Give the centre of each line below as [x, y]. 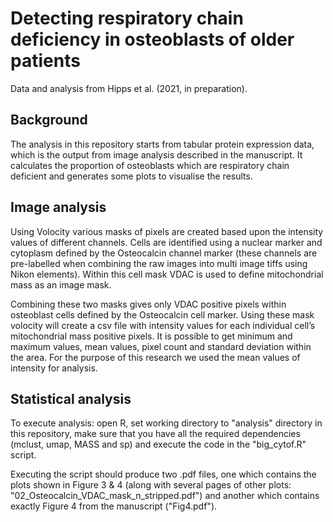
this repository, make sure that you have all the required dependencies [155, 434]
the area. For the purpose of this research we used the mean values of [155, 357]
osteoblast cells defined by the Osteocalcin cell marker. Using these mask [162, 314]
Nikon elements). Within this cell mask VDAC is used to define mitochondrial [167, 274]
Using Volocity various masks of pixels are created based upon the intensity [167, 231]
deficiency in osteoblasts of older [152, 39]
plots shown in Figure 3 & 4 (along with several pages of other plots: [151, 485]
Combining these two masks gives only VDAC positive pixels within [148, 304]
